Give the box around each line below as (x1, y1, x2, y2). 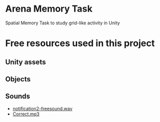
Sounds (5, 92, 30, 101)
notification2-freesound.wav (12, 105, 73, 111)
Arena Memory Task (5, 3, 93, 15)
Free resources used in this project (5, 37, 155, 49)
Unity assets (5, 58, 46, 66)
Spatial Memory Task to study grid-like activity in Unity (5, 20, 120, 26)
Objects (5, 74, 31, 84)
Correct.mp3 (12, 111, 40, 117)
